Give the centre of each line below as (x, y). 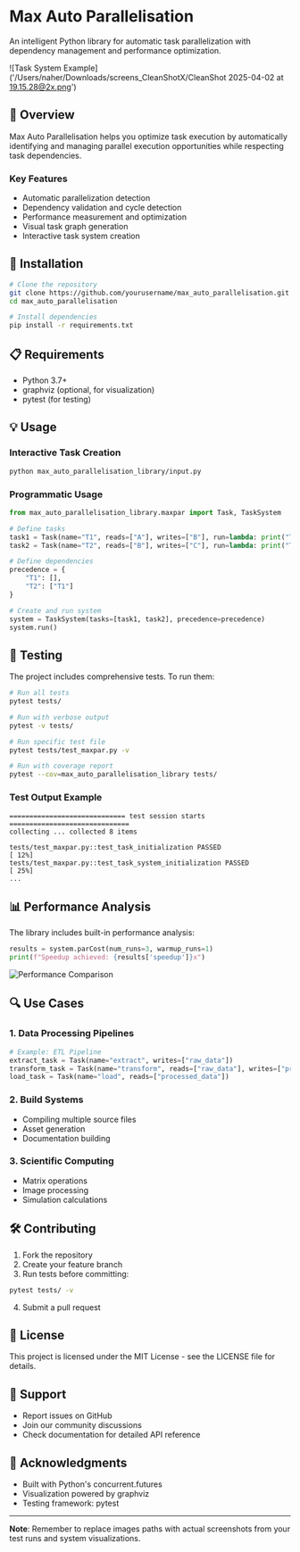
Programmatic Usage (56, 494)
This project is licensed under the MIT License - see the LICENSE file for (142, 1357)
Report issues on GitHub (67, 1415)
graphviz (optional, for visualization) (88, 390)
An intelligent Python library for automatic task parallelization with (130, 41)
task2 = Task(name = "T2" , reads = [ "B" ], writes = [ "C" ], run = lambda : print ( (147, 545)
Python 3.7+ (45, 380)
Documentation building (66, 1138)
